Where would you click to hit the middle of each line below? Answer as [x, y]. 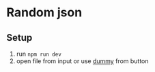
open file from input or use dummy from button [82, 61]
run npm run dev [39, 54]
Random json [44, 13]
